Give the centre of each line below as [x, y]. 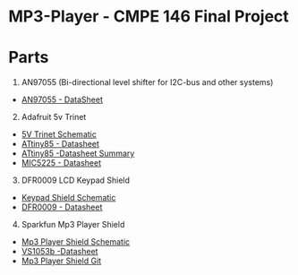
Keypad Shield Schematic [68, 198]
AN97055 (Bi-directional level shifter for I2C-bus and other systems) [147, 82]
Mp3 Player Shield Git [61, 261]
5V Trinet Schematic [59, 134]
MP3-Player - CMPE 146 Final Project [149, 17]
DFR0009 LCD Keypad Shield [76, 180]
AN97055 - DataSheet [62, 99]
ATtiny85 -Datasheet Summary [78, 153]
